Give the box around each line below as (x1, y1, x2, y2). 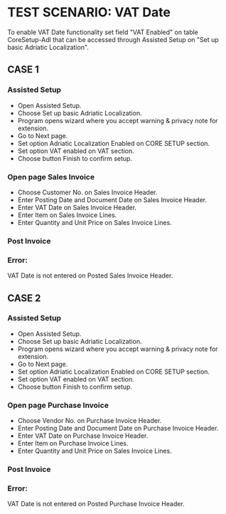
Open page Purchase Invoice (7, 400, 109, 410)
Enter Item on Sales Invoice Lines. (17, 211, 117, 219)
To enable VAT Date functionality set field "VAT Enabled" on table (7, 28, 199, 36)
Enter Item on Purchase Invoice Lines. (17, 439, 129, 448)
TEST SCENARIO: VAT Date (7, 4, 171, 21)
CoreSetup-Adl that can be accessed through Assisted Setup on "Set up (7, 35, 219, 43)
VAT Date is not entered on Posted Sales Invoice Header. (7, 271, 173, 280)
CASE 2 (7, 292, 41, 304)
